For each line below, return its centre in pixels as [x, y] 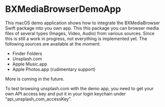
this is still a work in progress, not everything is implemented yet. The [76, 39]
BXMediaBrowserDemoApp [63, 9]
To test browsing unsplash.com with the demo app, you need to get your [80, 88]
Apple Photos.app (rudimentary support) [54, 69]
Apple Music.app [30, 64]
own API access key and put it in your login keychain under [66, 94]
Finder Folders [27, 53]
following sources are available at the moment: [53, 44]
